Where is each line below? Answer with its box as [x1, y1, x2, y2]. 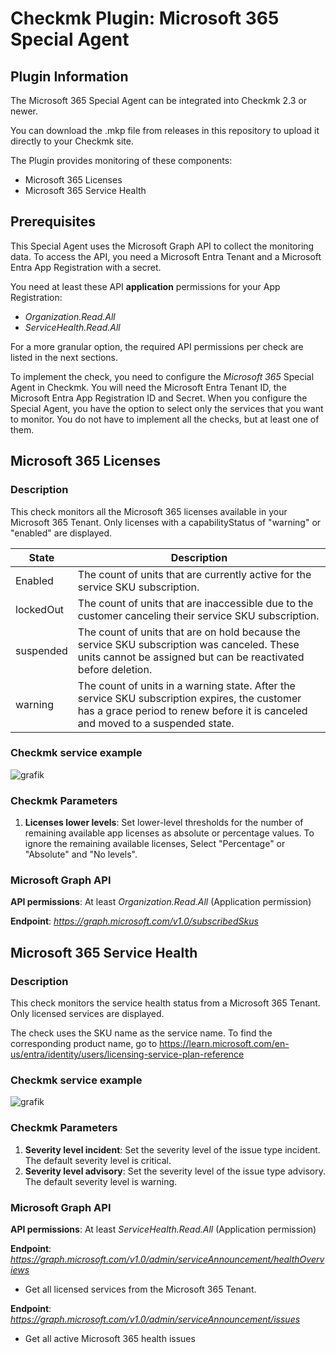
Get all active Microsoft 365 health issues [24, 1332, 196, 1344]
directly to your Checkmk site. [10, 135, 134, 147]
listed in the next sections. [10, 351, 119, 363]
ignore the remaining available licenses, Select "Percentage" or [24, 838, 286, 850]
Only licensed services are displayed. [10, 1008, 165, 1020]
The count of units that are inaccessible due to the [77, 596, 314, 610]
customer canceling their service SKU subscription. [77, 608, 320, 622]
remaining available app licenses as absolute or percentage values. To [24, 827, 315, 839]
